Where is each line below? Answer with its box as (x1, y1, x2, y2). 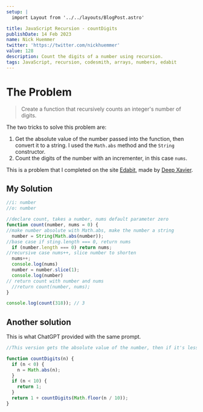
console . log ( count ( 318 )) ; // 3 (6, 300, 85, 306)
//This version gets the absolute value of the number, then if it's (6, 345, 185, 351)
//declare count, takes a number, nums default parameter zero (6, 216, 169, 223)
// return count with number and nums (6, 278, 104, 284)
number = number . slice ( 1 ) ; (11, 267, 80, 273)
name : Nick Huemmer (6, 37, 56, 43)
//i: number (6, 200, 36, 206)
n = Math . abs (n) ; (17, 367, 61, 373)
